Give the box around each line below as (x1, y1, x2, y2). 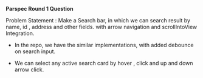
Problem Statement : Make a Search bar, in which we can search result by (5, 17, 191, 24)
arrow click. (14, 66, 44, 73)
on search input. (14, 48, 56, 55)
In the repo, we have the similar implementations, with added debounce (14, 42, 194, 48)
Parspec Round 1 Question (5, 5, 74, 12)
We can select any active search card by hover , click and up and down (14, 60, 193, 67)
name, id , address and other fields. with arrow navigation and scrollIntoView (5, 24, 198, 30)
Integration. (5, 30, 35, 37)
